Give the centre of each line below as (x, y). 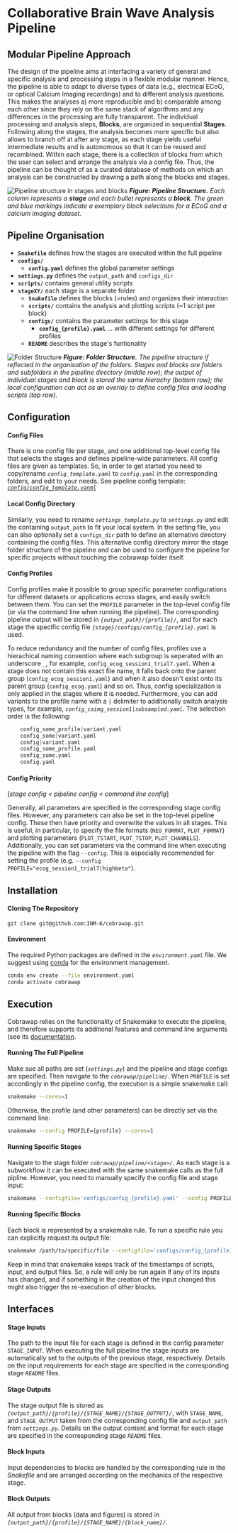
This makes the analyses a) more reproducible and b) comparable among (114, 102)
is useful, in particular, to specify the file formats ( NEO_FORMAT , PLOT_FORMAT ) (116, 830)
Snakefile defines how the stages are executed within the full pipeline (120, 253)
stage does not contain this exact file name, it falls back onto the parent (112, 671)
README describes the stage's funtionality (87, 343)
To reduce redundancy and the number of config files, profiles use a (107, 648)
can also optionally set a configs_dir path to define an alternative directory (117, 535)
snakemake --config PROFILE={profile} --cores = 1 (80, 1130)
